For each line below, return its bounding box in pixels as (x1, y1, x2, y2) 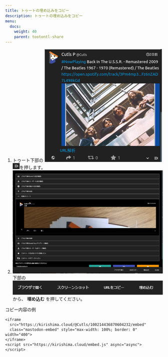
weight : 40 (14, 29, 37, 34)
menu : (5, 18, 16, 23)
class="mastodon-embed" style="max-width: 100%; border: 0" (9, 327, 137, 332)
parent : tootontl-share (14, 34, 64, 39)
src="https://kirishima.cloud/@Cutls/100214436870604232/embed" (9, 322, 146, 327)
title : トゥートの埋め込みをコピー (5, 8, 69, 13)
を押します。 (19, 164, 46, 170)
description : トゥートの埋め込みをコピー (5, 13, 83, 18)
